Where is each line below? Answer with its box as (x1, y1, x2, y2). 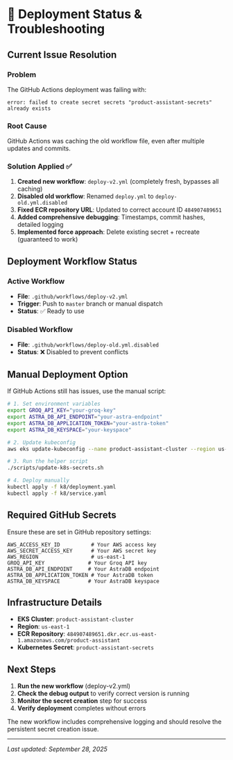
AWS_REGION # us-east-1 (7, 553, 126, 560)
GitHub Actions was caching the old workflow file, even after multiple (7, 137, 205, 145)
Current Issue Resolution (7, 49, 117, 61)
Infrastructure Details (7, 596, 103, 608)
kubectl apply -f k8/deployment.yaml (7, 484, 116, 491)
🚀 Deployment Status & (7, 6, 143, 22)
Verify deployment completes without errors (17, 704, 146, 713)
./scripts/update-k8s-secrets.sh (7, 464, 104, 472)
